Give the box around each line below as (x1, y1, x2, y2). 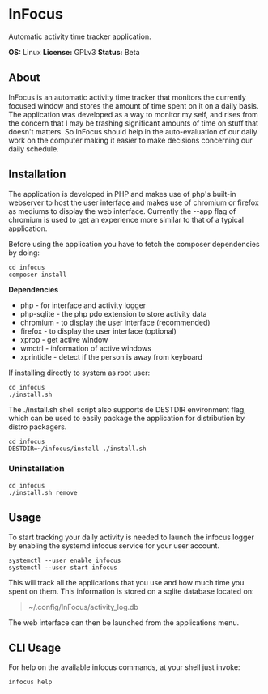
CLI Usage (8, 641, 62, 655)
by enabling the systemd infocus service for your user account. (8, 540, 220, 551)
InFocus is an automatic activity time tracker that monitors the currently (8, 92, 247, 102)
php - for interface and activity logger (19, 300, 147, 310)
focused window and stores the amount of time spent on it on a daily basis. (8, 100, 259, 110)
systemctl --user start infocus (8, 564, 117, 572)
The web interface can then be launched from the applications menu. (8, 617, 240, 628)
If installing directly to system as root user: (8, 368, 151, 377)
